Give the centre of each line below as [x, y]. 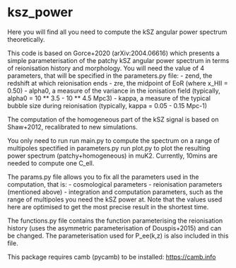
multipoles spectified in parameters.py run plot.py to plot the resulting [109, 148]
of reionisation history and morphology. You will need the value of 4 [106, 68]
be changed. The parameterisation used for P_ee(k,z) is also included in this [118, 235]
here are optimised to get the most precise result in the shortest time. [108, 206]
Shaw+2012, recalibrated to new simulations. [72, 127]
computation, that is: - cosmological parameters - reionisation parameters [115, 184]
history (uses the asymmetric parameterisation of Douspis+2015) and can [114, 228]
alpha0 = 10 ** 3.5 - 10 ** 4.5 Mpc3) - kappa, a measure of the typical [109, 98]
